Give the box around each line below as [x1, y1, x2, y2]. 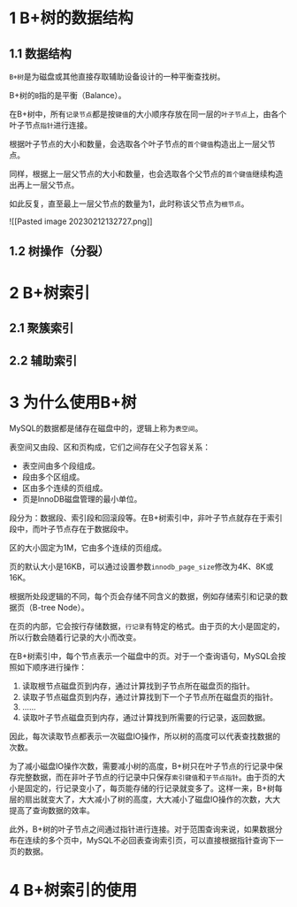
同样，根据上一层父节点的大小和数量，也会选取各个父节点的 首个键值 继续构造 [9, 169, 284, 179]
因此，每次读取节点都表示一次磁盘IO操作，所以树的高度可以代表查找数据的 [9, 731, 281, 742]
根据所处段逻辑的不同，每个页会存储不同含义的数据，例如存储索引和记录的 [9, 591, 280, 602]
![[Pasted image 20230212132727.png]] [9, 216, 153, 227]
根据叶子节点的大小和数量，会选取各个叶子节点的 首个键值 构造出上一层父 [9, 139, 268, 149]
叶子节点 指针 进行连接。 [9, 120, 93, 130]
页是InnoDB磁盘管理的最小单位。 [21, 494, 142, 504]
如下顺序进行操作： [16, 662, 87, 673]
